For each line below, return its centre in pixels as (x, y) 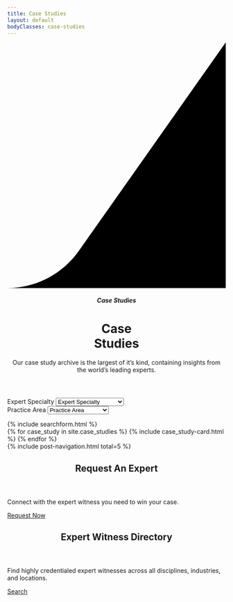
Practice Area (27, 410)
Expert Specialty (31, 402)
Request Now (27, 515)
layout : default (31, 20)
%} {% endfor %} (32, 439)
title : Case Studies (37, 14)
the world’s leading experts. (116, 370)
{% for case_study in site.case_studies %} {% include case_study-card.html (115, 432)
